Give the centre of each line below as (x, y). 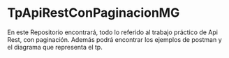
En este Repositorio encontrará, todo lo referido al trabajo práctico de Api (113, 32)
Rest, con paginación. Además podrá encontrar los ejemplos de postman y (114, 39)
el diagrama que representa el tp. (55, 47)
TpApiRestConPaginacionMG (94, 13)
